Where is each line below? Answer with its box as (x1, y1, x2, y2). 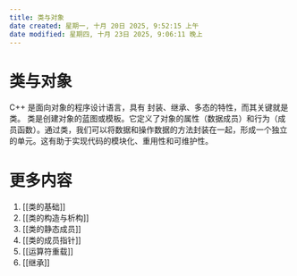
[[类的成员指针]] (21, 235, 82, 246)
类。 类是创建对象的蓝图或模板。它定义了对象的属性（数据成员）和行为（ (9, 113, 278, 124)
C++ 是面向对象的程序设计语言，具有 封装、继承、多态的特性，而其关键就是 (9, 102, 289, 113)
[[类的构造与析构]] (21, 213, 89, 223)
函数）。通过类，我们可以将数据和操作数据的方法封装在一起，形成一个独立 (16, 124, 288, 135)
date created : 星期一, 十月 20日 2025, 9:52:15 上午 (9, 21, 199, 30)
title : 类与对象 (9, 13, 64, 22)
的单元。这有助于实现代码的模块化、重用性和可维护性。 (9, 136, 213, 146)
